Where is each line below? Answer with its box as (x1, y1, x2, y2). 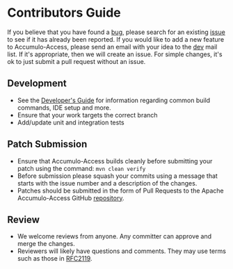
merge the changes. (17, 240, 75, 248)
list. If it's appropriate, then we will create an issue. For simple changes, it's (7, 50, 223, 58)
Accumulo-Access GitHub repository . (17, 193, 124, 202)
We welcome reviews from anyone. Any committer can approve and (17, 232, 212, 241)
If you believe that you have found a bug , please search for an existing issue (7, 28, 226, 36)
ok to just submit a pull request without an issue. (7, 57, 146, 65)
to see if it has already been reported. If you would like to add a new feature (7, 35, 225, 43)
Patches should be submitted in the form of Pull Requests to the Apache (17, 186, 224, 195)
